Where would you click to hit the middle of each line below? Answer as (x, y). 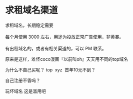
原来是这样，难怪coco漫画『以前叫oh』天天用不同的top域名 (67, 59)
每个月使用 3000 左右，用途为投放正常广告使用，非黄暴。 (64, 37)
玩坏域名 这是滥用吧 (25, 91)
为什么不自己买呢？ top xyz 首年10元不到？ (50, 70)
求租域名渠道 (32, 10)
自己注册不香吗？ (23, 80)
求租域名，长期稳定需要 (29, 25)
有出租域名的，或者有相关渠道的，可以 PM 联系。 (56, 48)
